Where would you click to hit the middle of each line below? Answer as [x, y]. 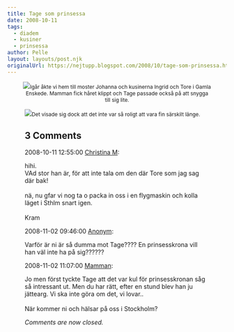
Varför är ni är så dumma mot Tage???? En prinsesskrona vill [111, 245]
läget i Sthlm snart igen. [58, 203]
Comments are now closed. [64, 322]
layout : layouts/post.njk [45, 59]
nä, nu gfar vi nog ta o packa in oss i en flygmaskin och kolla [111, 195]
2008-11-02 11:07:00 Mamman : [69, 266]
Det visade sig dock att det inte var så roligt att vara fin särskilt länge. [116, 114]
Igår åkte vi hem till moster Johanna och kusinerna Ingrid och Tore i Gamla [120, 87]
